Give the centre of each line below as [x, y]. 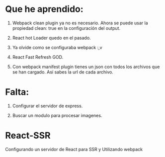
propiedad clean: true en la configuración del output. [66, 28]
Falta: [17, 92]
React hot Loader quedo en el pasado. [51, 38]
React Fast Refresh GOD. [38, 57]
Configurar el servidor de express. [47, 106]
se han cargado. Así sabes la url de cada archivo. [63, 72]
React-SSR [28, 136]
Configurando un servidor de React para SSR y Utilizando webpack [74, 149]
